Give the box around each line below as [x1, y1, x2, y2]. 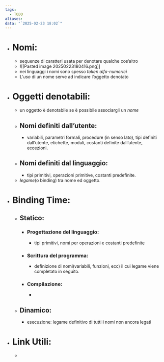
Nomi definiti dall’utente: [19, 121, 97, 130]
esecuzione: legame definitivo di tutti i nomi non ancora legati [27, 319, 151, 325]
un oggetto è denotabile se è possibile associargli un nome [19, 107, 139, 113]
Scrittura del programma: [27, 252, 88, 259]
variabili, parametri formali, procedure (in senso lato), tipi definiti [27, 134, 157, 140]
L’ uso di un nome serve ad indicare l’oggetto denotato [19, 74, 129, 80]
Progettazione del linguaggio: [27, 229, 99, 235]
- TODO [9, 12, 23, 17]
